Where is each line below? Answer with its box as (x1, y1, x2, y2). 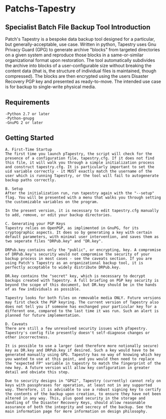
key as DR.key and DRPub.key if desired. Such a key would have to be (5, 348, 155, 353)
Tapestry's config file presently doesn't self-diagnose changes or (5, 330, 150, 335)
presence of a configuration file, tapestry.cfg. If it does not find (5, 156, 155, 161)
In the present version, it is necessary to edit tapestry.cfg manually (5, 208, 159, 213)
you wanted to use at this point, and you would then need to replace (5, 356, 155, 362)
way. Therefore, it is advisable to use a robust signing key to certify (5, 387, 162, 392)
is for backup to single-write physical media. (5, 84, 96, 90)
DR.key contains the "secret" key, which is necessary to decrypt (5, 273, 146, 278)
